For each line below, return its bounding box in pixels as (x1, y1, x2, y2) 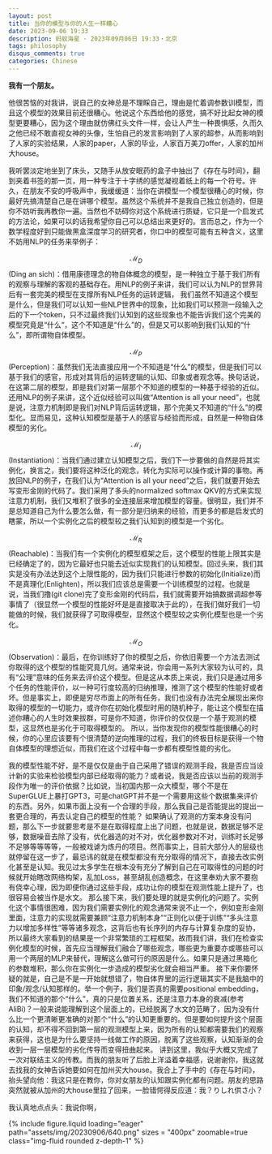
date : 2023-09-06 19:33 (8, 27, 89, 35)
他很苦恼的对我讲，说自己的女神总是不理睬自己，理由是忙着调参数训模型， (8, 97, 257, 107)
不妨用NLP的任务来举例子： (8, 236, 101, 246)
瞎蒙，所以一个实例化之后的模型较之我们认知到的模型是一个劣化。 (8, 516, 228, 526)
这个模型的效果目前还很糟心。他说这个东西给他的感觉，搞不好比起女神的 (15, 107, 257, 118)
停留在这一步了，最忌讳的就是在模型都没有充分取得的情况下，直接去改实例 (15, 851, 264, 861)
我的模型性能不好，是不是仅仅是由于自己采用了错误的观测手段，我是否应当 (8, 760, 257, 770)
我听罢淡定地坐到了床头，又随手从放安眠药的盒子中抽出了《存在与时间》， (8, 166, 253, 175)
